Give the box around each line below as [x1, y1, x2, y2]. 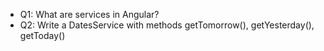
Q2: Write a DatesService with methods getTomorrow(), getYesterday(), [19, 19, 315, 31]
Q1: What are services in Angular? [19, 9, 160, 20]
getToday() [19, 30, 66, 41]
